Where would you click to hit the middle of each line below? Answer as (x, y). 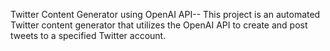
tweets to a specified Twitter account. (88, 35)
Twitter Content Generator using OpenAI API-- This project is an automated (165, 14)
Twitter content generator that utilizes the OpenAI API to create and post (159, 25)
